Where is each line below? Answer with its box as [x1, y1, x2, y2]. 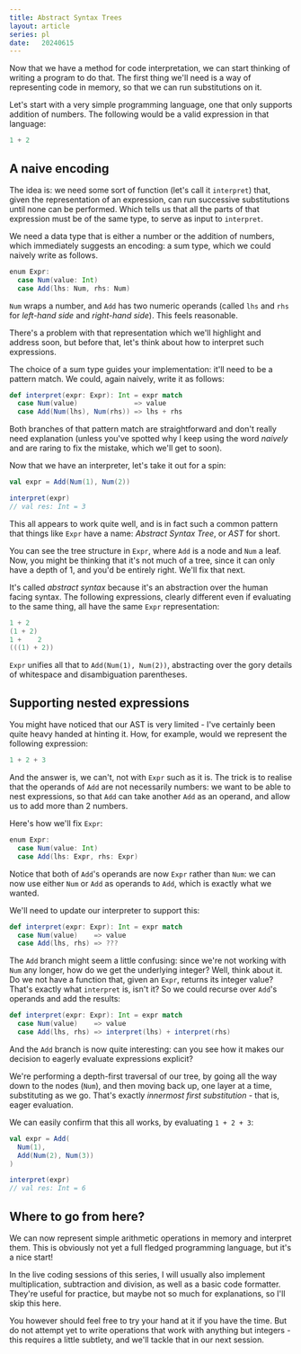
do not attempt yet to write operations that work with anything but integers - [9, 1324, 291, 1335]
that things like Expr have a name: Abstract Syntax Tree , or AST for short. [9, 528, 280, 539]
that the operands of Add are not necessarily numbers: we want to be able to [9, 781, 291, 792]
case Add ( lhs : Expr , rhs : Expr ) [17, 851, 139, 861]
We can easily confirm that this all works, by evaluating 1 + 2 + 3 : [9, 1117, 254, 1127]
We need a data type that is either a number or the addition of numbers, [9, 230, 275, 241]
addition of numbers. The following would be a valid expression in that [9, 109, 270, 120]
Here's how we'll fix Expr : [9, 818, 103, 828]
